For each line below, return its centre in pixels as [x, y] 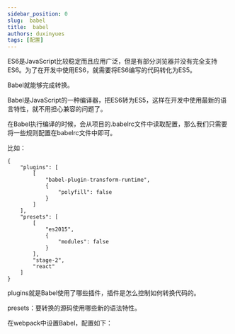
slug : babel [27, 21]
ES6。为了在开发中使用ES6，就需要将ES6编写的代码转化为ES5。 [102, 70]
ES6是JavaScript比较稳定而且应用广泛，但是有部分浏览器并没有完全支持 [113, 62]
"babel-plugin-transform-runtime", [98, 180]
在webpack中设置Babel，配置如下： [60, 323]
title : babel [28, 27]
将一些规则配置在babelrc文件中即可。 [62, 133]
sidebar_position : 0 [38, 14]
